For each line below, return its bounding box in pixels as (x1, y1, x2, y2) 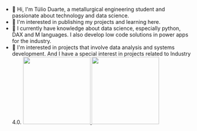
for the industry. (11, 38, 52, 44)
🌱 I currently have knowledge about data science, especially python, (11, 25, 181, 32)
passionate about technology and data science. (11, 12, 129, 19)
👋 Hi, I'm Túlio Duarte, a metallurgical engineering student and (11, 6, 165, 13)
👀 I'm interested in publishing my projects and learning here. (11, 19, 160, 25)
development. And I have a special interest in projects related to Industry (11, 50, 191, 57)
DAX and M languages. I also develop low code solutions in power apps (11, 31, 189, 38)
